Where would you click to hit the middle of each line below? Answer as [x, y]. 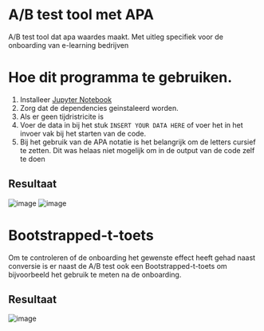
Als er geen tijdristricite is [61, 116]
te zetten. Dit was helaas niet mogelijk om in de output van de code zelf [137, 150]
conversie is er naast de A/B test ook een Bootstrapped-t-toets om [118, 266]
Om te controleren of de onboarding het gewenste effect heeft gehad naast [132, 258]
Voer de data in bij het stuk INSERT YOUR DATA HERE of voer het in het [131, 124]
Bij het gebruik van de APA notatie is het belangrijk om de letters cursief [138, 142]
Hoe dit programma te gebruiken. [120, 78]
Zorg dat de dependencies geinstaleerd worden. [99, 108]
